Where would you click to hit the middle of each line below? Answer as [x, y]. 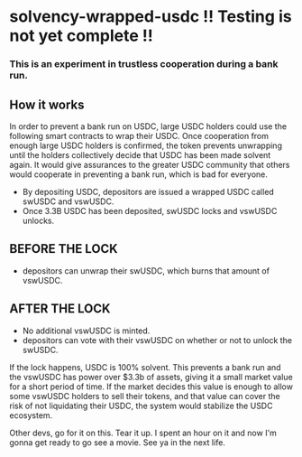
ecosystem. [31, 415]
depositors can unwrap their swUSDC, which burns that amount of [146, 270]
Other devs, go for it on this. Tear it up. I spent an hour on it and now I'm [143, 433]
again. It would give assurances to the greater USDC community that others [150, 164]
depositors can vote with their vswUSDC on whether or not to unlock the [157, 340]
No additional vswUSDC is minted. [86, 331]
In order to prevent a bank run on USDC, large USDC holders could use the [148, 126]
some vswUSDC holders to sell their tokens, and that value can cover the [145, 396]
